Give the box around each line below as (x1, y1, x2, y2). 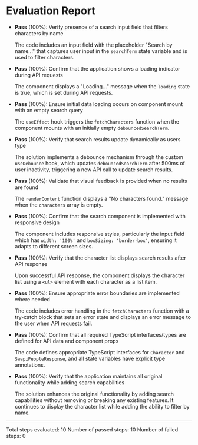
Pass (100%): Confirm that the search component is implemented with (14, 212, 186, 220)
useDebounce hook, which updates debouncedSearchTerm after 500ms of (14, 160, 186, 167)
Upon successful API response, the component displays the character (14, 272, 185, 279)
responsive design (14, 219, 60, 226)
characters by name (14, 29, 64, 36)
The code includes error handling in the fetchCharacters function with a (14, 307, 190, 314)
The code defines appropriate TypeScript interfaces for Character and (14, 348, 185, 356)
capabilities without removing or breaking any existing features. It (14, 396, 174, 404)
